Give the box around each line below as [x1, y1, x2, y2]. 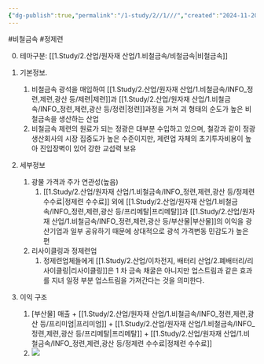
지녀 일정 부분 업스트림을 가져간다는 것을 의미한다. [51, 275, 205, 284]
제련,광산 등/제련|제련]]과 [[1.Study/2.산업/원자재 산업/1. [39, 94, 212, 103]
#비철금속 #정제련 [8, 34, 64, 43]
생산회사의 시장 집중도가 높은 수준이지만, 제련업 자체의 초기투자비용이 [31, 133, 244, 143]
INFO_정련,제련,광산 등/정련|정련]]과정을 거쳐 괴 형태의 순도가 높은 [40, 104, 244, 113]
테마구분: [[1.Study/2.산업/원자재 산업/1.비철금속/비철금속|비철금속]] [19, 50, 228, 60]
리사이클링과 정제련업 [31, 246, 97, 255]
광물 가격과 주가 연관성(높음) [31, 176, 119, 186]
